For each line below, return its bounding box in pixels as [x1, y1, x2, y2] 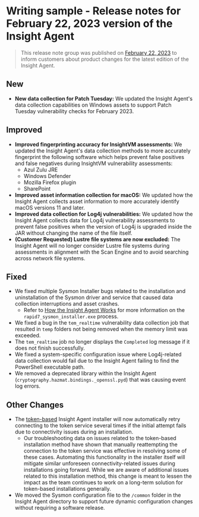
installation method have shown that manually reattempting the [23, 441, 178, 448]
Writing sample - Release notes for [6, 4, 181, 18]
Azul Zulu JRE [23, 166, 58, 173]
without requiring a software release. [14, 504, 105, 512]
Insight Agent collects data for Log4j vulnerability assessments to [14, 216, 175, 224]
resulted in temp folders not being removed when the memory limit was [14, 326, 188, 333]
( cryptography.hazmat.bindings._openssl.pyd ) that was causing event [14, 376, 186, 384]
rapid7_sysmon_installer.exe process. [23, 313, 119, 320]
